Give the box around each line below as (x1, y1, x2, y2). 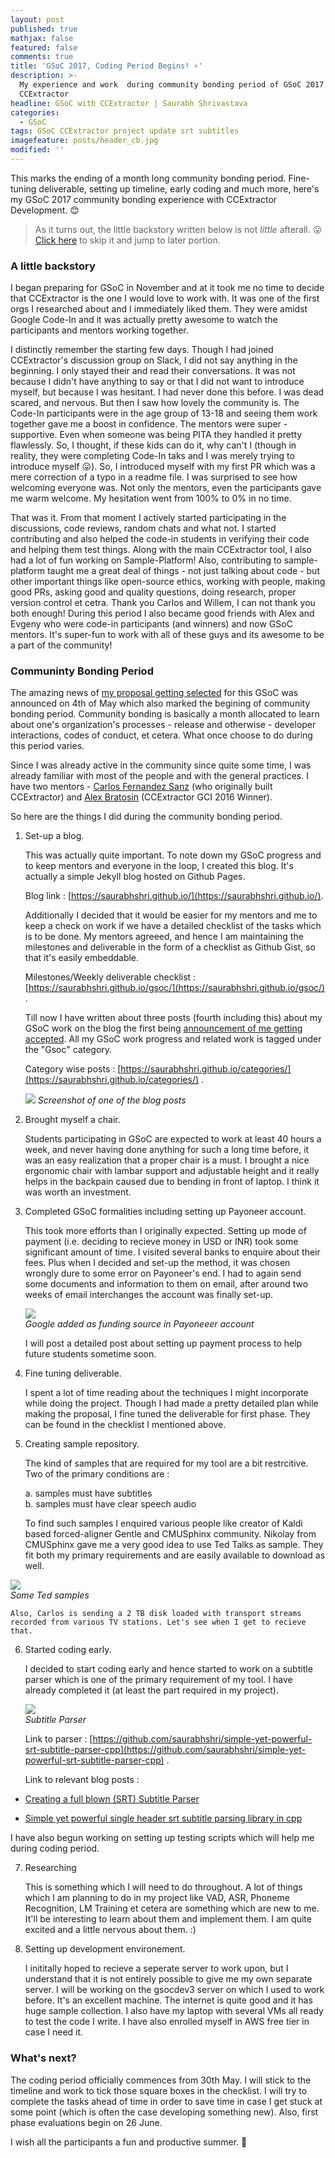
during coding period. (10, 1842, 100, 1855)
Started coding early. (24, 1644, 112, 1656)
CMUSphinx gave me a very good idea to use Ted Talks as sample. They (24, 1539, 324, 1551)
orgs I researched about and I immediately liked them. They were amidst (10, 303, 308, 315)
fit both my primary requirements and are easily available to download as (24, 1549, 326, 1561)
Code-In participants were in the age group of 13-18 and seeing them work (10, 407, 318, 420)
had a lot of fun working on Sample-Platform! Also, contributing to (10, 554, 282, 566)
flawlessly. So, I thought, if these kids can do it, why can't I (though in (10, 439, 297, 451)
